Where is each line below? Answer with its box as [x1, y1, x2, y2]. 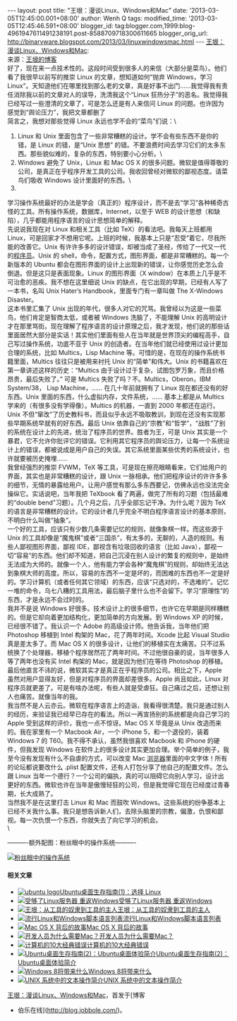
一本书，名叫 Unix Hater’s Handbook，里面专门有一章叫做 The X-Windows [7, 286, 224, 295]
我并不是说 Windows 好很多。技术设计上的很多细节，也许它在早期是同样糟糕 [7, 604, 229, 612]
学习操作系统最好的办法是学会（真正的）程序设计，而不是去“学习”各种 [7, 198, 211, 207]
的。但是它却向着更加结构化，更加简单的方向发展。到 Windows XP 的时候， [7, 613, 227, 621]
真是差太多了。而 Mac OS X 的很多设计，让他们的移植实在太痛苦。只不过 [7, 639, 219, 648]
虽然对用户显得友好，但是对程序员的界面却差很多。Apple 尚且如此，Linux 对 [7, 675, 229, 683]
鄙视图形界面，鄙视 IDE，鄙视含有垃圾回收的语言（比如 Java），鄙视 [19, 543, 217, 550]
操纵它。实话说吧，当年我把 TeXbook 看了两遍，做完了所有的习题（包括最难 [7, 490, 229, 497]
